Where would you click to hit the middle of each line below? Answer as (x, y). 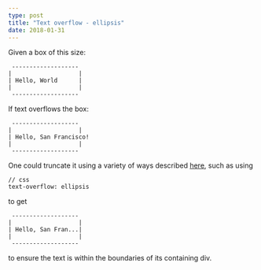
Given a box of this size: (47, 53)
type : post (26, 15)
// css (19, 180)
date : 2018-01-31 (37, 30)
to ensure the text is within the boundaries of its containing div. (110, 258)
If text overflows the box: (48, 109)
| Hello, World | (45, 81)
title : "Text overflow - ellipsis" (66, 23)
